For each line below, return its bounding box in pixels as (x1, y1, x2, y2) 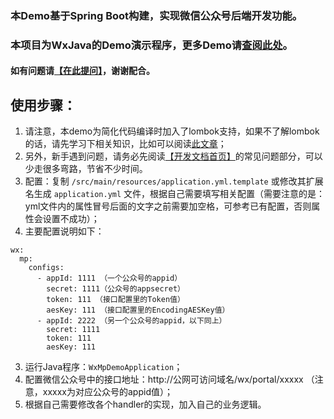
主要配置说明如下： (24, 225, 105, 237)
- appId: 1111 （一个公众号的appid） (36, 273, 183, 284)
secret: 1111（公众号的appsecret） (46, 284, 185, 294)
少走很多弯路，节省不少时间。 (24, 163, 148, 175)
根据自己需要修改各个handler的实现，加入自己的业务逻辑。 (24, 398, 267, 411)
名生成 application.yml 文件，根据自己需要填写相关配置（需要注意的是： (24, 188, 326, 200)
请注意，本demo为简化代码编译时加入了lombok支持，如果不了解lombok (24, 125, 320, 137)
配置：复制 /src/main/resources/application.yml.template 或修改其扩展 (24, 175, 324, 187)
